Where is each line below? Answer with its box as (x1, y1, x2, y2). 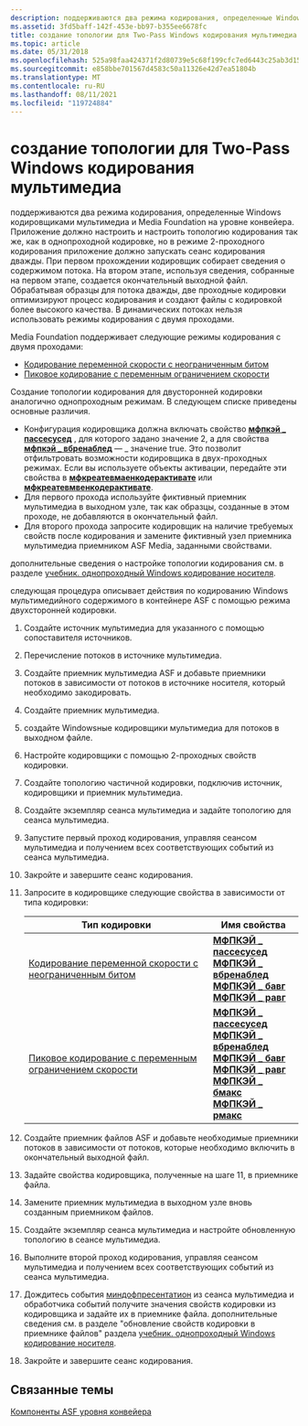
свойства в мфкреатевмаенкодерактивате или (23, 472, 213, 483)
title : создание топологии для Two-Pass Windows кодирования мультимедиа (10, 30, 298, 39)
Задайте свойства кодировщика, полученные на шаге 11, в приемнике (23, 1170, 299, 1181)
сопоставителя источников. (23, 632, 133, 643)
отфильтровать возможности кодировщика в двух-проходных (23, 453, 268, 464)
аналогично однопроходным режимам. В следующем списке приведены (10, 396, 297, 407)
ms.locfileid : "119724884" (10, 98, 113, 108)
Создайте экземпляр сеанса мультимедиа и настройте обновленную (23, 1225, 296, 1236)
